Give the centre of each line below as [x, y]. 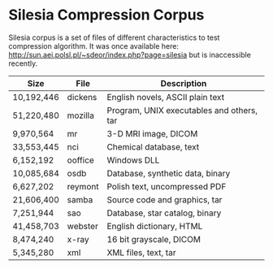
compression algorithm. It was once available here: [93, 46]
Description [184, 83]
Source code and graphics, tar [165, 199]
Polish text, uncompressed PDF [167, 186]
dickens [82, 97]
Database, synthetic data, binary [169, 173]
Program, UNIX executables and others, [182, 110]
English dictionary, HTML [155, 226]
